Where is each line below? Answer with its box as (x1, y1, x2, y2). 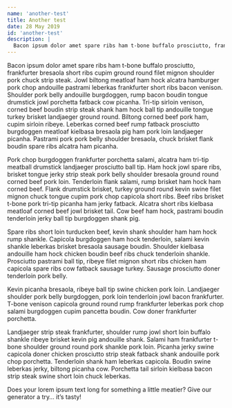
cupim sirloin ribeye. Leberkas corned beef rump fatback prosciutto (7, 120, 200, 128)
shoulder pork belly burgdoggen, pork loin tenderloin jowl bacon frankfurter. (7, 293, 224, 301)
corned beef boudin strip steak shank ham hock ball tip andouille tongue (7, 105, 213, 113)
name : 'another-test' (7, 10, 70, 17)
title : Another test (7, 17, 67, 24)
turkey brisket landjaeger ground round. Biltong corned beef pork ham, (7, 113, 209, 121)
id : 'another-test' (7, 29, 64, 37)
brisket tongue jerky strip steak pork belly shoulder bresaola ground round (7, 170, 219, 178)
